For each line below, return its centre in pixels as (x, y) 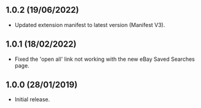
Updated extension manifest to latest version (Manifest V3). (90, 25)
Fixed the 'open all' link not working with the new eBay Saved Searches (105, 59)
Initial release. (32, 99)
